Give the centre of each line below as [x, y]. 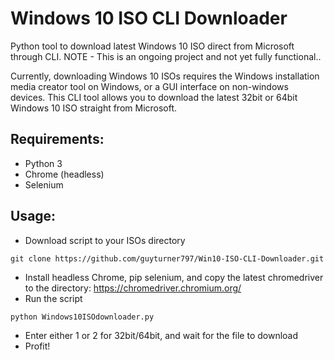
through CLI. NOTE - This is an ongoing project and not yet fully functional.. [166, 56]
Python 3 [43, 163]
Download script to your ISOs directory [105, 240]
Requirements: [57, 139]
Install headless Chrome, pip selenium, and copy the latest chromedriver [174, 277]
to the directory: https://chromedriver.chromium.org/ [133, 288]
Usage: [33, 216]
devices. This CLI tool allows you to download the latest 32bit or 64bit [154, 97]
